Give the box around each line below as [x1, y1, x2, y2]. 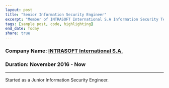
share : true [5, 31, 30, 36]
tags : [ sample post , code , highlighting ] [5, 21, 94, 27]
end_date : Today [5, 26, 39, 31]
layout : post [5, 7, 33, 13]
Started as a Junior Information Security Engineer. [5, 77, 109, 83]
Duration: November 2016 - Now [5, 61, 86, 68]
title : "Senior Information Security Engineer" [5, 12, 107, 17]
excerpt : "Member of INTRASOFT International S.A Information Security [5, 17, 158, 22]
